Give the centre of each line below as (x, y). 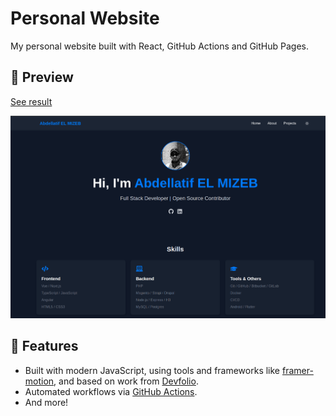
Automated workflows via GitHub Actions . (111, 391)
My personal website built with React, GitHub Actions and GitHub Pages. (159, 46)
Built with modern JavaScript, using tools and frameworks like (152, 370)
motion (39, 381)
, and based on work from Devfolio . (126, 381)
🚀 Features (44, 346)
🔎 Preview (42, 77)
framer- (297, 370)
